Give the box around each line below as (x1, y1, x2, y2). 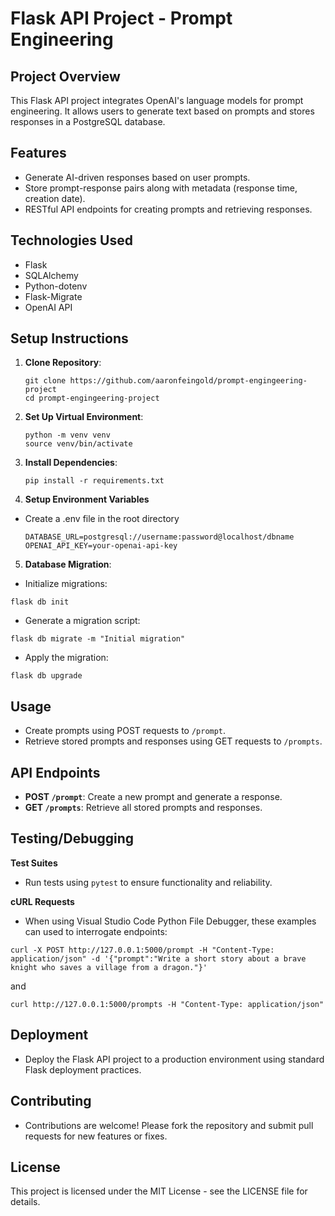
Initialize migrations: (24, 578, 108, 590)
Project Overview (10, 68, 121, 85)
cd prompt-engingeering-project (24, 393, 160, 404)
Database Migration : (24, 558, 112, 571)
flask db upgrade (10, 671, 83, 681)
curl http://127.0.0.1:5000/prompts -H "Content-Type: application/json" (10, 999, 325, 1009)
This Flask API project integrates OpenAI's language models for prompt (10, 95, 304, 106)
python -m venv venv (24, 430, 111, 441)
